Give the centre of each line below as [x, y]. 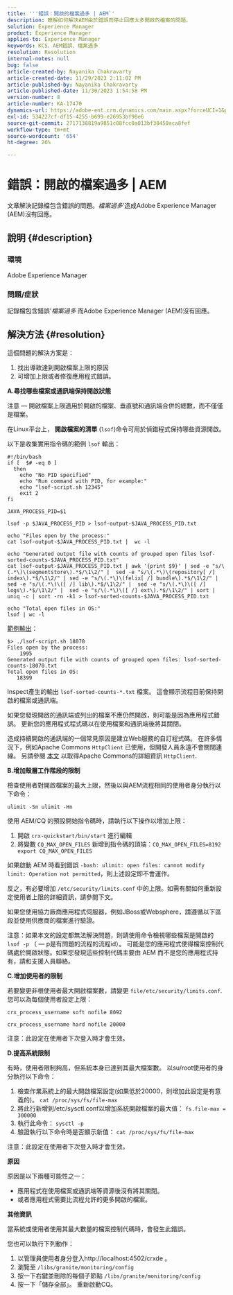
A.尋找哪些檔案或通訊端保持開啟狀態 [59, 391]
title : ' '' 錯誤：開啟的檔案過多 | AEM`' [61, 14]
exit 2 [29, 493]
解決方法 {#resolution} [56, 334]
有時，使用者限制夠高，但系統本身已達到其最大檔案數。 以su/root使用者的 [112, 1068]
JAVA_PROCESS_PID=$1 [37, 511]
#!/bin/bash [24, 457]
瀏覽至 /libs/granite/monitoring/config [75, 1267]
